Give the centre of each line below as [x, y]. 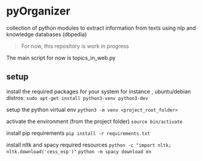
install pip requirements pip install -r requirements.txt [78, 133]
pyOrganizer [38, 11]
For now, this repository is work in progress [75, 46]
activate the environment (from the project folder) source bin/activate [94, 121]
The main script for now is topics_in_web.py [61, 57]
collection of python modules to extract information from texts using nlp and [101, 28]
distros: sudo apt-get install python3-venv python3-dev [77, 97]
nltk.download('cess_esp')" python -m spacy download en [79, 152]
